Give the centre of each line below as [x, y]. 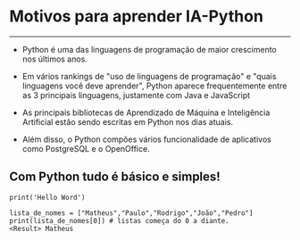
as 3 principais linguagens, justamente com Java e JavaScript [136, 95]
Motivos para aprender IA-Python [136, 17]
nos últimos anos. [54, 59]
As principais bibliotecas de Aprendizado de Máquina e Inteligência [146, 112]
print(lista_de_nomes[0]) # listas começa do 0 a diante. [119, 220]
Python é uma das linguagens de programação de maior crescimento [149, 49]
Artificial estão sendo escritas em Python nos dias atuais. [128, 121]
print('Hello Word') [48, 197]
